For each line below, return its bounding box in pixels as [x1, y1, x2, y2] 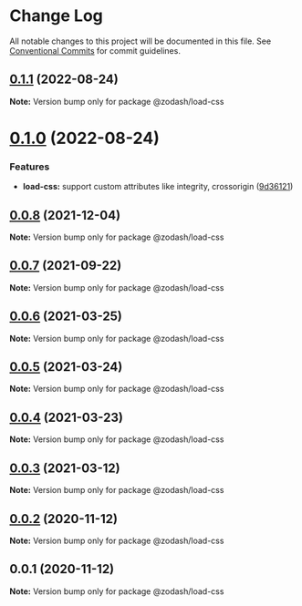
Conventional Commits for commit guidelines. [9, 45, 181, 56]
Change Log [9, 5, 103, 26]
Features [9, 160, 50, 173]
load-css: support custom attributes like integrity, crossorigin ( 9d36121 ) [22, 181, 294, 192]
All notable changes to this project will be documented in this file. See [9, 36, 272, 46]
